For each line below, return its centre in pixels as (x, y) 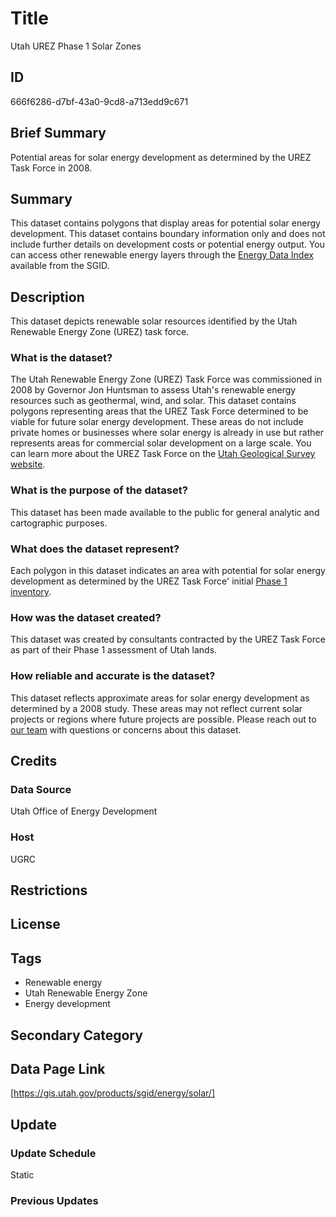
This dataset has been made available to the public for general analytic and (165, 512)
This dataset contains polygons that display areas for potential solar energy (165, 223)
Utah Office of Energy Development (84, 811)
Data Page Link (58, 1069)
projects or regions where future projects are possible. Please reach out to (163, 719)
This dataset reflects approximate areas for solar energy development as (160, 698)
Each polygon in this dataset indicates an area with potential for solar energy (168, 571)
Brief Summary (58, 133)
